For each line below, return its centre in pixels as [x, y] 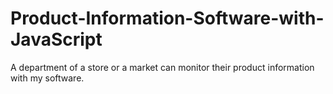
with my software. [47, 78]
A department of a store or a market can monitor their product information [162, 67]
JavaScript [56, 39]
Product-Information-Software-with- [167, 18]
